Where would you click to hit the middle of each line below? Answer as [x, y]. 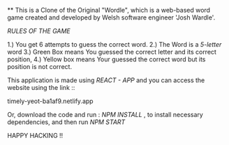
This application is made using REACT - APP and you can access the [106, 80]
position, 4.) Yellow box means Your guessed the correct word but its [106, 59]
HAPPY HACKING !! [35, 136]
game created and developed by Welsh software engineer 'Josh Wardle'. [111, 17]
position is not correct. [39, 67]
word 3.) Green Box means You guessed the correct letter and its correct [112, 52]
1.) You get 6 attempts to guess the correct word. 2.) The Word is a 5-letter [114, 44]
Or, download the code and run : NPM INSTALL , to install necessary [105, 115]
